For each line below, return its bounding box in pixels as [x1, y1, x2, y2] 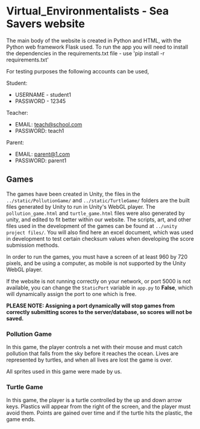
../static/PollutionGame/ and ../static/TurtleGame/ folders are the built [6, 197, 190, 204]
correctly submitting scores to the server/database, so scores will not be [6, 308, 193, 315]
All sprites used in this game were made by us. [6, 368, 122, 375]
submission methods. [6, 241, 60, 248]
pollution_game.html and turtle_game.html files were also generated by [6, 209, 185, 217]
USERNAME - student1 [14, 91, 71, 98]
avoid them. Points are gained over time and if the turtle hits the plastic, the [6, 409, 193, 416]
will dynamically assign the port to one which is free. [6, 290, 137, 297]
